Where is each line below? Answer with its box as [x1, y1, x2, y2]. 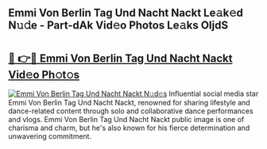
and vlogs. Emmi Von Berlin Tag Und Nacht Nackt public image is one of [8, 115, 245, 124]
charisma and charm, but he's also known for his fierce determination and [8, 123, 250, 132]
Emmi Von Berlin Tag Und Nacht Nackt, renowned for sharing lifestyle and [8, 98, 250, 107]
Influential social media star [168, 89, 259, 98]
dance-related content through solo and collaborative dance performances [8, 106, 253, 116]
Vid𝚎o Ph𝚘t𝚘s [8, 67, 80, 82]
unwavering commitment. [8, 132, 92, 141]
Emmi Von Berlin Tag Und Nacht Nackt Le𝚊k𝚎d [8, 6, 244, 20]
